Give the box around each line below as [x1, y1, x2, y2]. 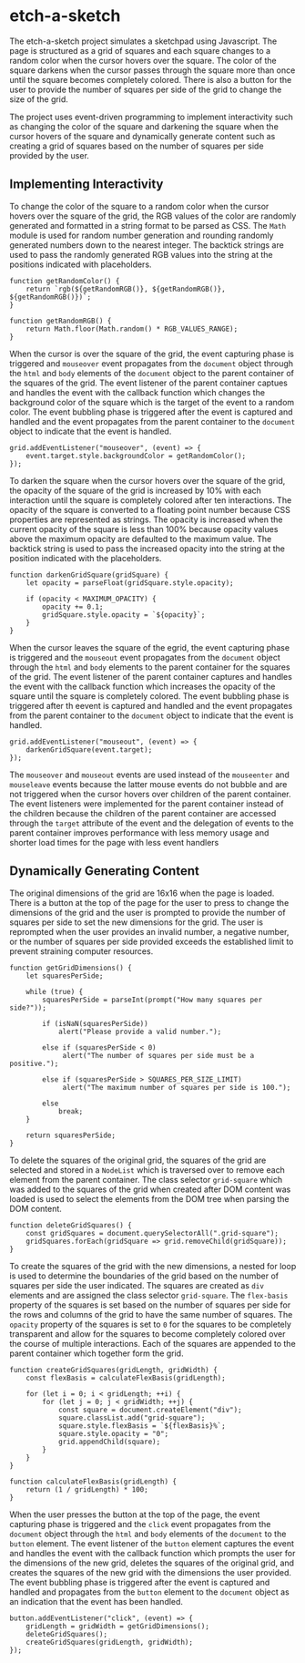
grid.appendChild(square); [57, 1437, 161, 1446]
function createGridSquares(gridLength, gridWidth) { [9, 1365, 219, 1374]
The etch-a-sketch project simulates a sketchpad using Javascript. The [9, 36, 278, 46]
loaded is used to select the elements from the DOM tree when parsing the [9, 1193, 290, 1204]
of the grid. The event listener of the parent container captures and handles [9, 671, 293, 682]
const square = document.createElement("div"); [57, 1405, 243, 1414]
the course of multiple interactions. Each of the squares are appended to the [9, 1338, 296, 1349]
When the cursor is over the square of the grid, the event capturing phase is [9, 348, 294, 359]
